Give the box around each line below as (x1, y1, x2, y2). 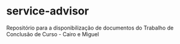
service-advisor (6, 4, 89, 18)
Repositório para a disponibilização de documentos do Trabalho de (6, 24, 174, 31)
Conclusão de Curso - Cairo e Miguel (6, 30, 99, 37)
